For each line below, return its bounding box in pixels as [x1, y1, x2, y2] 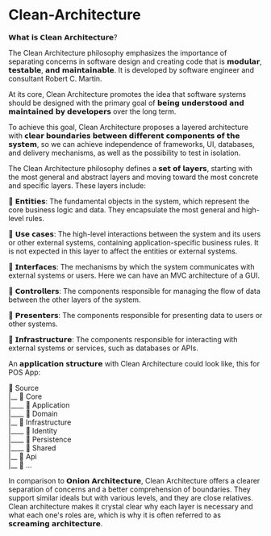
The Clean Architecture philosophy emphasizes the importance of [8, 48, 227, 57]
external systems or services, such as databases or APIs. [8, 343, 199, 353]
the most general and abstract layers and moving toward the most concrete [8, 172, 259, 182]
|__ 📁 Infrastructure [8, 417, 72, 427]
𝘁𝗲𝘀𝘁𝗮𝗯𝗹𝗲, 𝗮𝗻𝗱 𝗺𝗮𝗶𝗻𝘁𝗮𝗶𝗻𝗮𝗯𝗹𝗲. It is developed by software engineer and [8, 65, 254, 74]
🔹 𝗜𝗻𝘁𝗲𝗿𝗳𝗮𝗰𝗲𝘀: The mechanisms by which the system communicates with [8, 262, 255, 271]
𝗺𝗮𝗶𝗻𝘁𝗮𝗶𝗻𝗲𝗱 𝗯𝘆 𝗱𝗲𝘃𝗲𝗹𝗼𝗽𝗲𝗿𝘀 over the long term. [8, 107, 177, 116]
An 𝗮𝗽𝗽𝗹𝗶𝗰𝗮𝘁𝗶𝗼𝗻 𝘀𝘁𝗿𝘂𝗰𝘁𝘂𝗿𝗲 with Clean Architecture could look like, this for [8, 358, 261, 368]
